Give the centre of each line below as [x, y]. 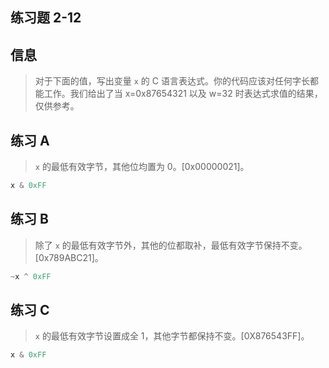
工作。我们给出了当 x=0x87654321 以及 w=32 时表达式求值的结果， [183, 94]
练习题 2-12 [46, 18]
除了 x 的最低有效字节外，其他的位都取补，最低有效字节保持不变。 [171, 245]
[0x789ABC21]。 [69, 257]
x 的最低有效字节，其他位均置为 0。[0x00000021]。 [142, 167]
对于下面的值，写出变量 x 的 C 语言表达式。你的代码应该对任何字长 [172, 81]
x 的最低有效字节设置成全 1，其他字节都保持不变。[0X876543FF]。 [172, 336]
